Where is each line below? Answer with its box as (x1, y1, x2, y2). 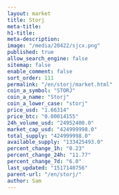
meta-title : (7, 23, 42, 30)
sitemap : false (7, 62, 51, 68)
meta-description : (7, 36, 60, 43)
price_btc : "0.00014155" (7, 113, 79, 120)
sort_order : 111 (7, 74, 54, 82)
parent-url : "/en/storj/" (7, 171, 82, 178)
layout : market (7, 10, 51, 17)
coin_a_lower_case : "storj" (7, 100, 89, 107)
